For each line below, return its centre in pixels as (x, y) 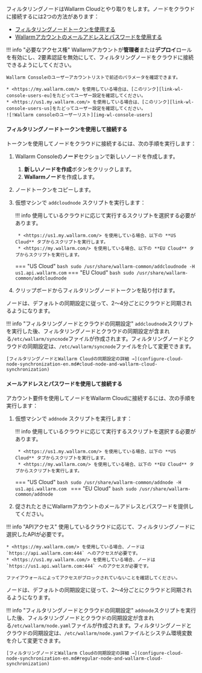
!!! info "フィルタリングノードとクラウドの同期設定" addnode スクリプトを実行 (101, 611)
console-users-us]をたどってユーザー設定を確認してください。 (76, 108)
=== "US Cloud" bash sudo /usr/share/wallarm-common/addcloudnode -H (105, 266)
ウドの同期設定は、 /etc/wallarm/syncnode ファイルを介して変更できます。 (103, 346)
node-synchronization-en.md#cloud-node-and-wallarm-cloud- (82, 364)
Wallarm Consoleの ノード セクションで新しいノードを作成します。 (96, 157)
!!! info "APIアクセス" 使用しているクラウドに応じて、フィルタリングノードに (101, 527)
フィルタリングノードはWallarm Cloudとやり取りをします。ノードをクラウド (101, 9)
